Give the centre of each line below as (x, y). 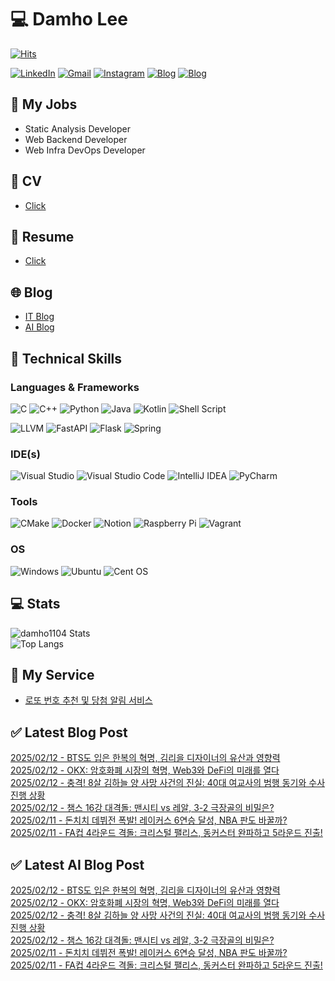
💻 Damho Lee (69, 19)
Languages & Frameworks (75, 387)
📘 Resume (42, 236)
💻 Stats (35, 604)
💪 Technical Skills (66, 358)
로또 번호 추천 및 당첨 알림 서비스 (88, 700)
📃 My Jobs (44, 104)
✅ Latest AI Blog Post (77, 864)
